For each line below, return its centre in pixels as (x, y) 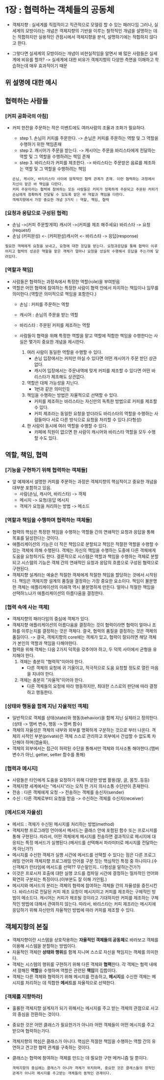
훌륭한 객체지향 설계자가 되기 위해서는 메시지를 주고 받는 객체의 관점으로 (81, 1008)
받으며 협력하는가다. (31, 1030)
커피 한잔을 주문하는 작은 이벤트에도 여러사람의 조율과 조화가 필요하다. (79, 128)
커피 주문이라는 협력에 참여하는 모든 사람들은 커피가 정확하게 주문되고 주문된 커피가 (85, 189)
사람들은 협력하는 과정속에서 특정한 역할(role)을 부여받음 (66, 281)
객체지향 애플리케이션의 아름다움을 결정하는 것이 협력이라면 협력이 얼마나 (82, 625)
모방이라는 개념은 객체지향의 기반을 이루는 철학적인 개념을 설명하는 (89, 30)
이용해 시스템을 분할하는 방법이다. (44, 946)
